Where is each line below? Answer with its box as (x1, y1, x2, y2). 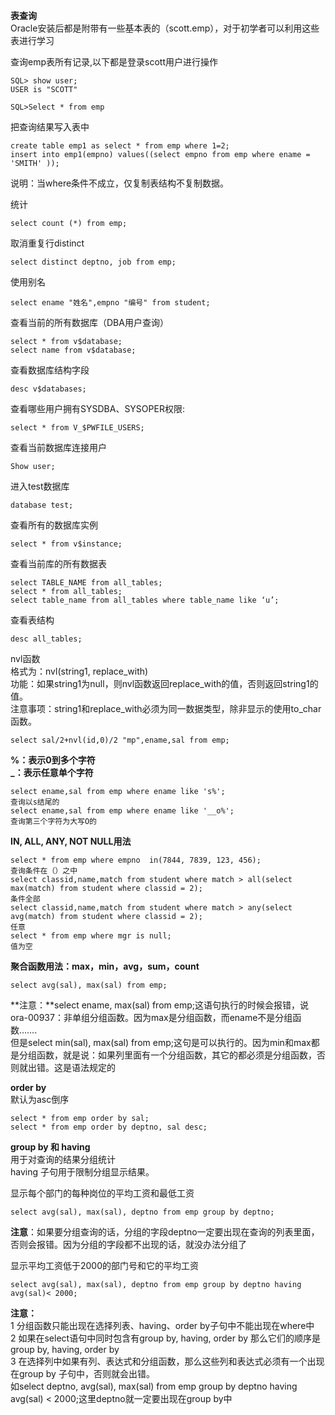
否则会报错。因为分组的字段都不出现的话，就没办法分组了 (10, 1239, 247, 1250)
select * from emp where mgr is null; (10, 931, 172, 941)
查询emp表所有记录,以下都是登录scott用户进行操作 (10, 56, 218, 68)
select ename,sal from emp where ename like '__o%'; (10, 806, 235, 816)
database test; (10, 500, 74, 510)
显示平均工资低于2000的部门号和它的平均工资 (10, 1260, 200, 1271)
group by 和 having (10, 1141, 91, 1153)
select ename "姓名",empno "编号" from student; (10, 298, 211, 308)
